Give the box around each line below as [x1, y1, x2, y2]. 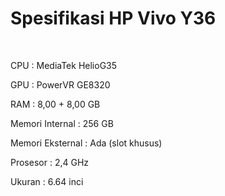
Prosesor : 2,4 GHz [10, 156, 90, 168]
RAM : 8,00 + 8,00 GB [10, 98, 101, 110]
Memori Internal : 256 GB [10, 117, 114, 129]
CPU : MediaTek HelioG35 [10, 59, 118, 71]
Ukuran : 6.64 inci [10, 175, 84, 187]
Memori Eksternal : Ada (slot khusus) [10, 137, 163, 149]
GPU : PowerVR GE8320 [10, 78, 111, 91]
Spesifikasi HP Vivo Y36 [10, 7, 217, 30]
